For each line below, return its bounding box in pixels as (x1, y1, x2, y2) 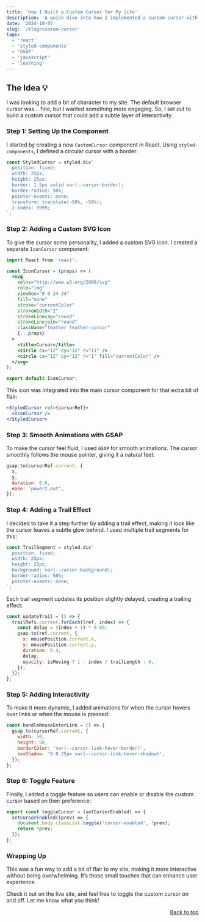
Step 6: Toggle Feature (6, 777, 75, 785)
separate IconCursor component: (6, 245, 90, 252)
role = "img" (17, 285, 45, 291)
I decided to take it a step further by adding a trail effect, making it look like (6, 520, 195, 527)
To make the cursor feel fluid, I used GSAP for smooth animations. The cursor (6, 445, 198, 452)
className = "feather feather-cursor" (17, 325, 111, 331)
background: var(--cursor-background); (12, 567, 113, 573)
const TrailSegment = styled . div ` (6, 544, 95, 550)
